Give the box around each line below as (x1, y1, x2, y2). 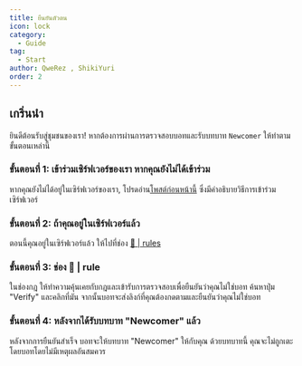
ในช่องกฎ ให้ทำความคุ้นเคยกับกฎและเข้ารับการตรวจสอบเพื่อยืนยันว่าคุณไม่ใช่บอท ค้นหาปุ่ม (9, 282, 276, 293)
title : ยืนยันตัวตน (9, 13, 68, 23)
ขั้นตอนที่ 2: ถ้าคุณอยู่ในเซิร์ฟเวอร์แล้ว (9, 217, 140, 229)
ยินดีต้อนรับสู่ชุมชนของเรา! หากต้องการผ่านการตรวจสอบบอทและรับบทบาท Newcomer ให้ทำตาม (9, 130, 291, 140)
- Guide (17, 38, 47, 48)
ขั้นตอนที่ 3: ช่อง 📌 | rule (9, 261, 101, 274)
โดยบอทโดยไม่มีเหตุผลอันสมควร (9, 345, 107, 356)
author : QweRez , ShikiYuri (9, 64, 116, 73)
